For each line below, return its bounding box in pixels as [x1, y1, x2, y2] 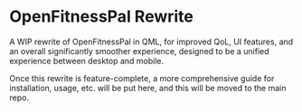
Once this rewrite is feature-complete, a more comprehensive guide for [9, 72, 275, 83]
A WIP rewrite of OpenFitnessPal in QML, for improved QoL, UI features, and [9, 36, 294, 47]
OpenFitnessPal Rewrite [9, 6, 194, 27]
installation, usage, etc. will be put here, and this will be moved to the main [9, 82, 287, 93]
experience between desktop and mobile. [9, 55, 165, 66]
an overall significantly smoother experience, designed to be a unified [9, 45, 269, 56]
